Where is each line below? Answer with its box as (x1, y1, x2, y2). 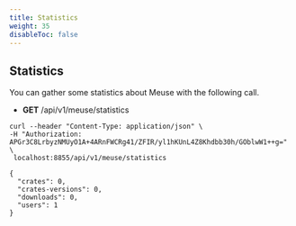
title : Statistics (9, 13, 78, 23)
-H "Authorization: (9, 130, 83, 140)
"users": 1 (17, 201, 58, 210)
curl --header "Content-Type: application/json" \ (9, 122, 203, 131)
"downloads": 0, (17, 193, 78, 203)
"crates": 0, (17, 177, 67, 186)
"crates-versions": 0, (17, 185, 103, 194)
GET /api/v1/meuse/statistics (22, 104, 130, 115)
